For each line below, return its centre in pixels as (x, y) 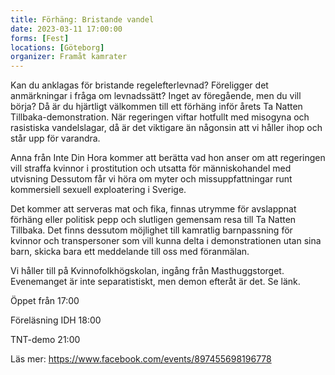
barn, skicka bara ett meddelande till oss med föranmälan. (130, 252)
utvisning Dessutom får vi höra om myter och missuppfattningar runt (151, 179)
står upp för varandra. (55, 138)
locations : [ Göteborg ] (57, 47)
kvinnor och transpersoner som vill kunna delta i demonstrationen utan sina (166, 241)
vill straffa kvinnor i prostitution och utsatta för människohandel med (151, 168)
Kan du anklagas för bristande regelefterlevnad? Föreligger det (139, 85)
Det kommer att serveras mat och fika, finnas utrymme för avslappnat (153, 209)
